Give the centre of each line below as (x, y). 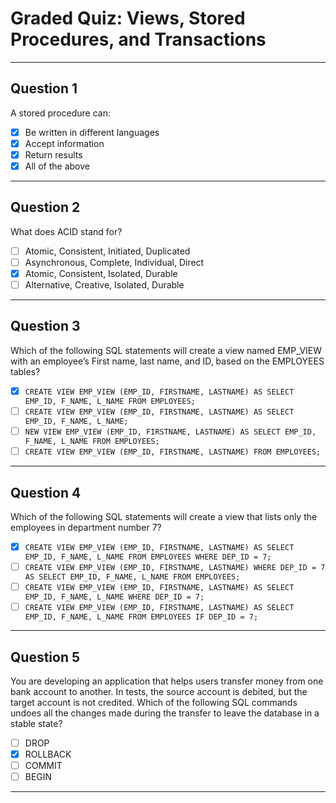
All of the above (57, 166)
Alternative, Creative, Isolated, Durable (104, 285)
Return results (53, 154)
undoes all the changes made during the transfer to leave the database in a (165, 713)
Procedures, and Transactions (138, 39)
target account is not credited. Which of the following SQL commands (154, 702)
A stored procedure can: (60, 113)
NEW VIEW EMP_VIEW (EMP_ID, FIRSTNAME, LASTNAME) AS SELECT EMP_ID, (170, 432)
